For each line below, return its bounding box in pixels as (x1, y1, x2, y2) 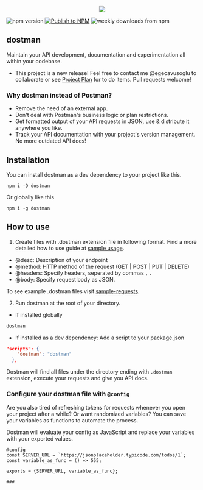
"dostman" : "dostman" (17, 351, 72, 358)
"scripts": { (6, 346, 40, 352)
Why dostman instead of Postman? (6, 91, 112, 99)
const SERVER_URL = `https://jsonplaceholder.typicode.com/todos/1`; (6, 452, 187, 458)
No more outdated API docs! (15, 137, 86, 144)
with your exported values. (6, 435, 74, 442)
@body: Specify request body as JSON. (15, 275, 115, 283)
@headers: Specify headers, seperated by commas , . (15, 269, 151, 277)
